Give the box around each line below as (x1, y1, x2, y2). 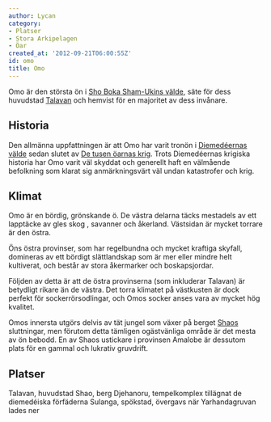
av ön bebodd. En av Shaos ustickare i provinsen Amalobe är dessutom (8, 335, 246, 344)
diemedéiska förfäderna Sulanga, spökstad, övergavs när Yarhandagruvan (8, 397, 256, 407)
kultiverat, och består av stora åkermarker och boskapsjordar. (8, 260, 214, 271)
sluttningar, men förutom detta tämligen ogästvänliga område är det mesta (8, 327, 256, 336)
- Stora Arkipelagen (8, 34, 78, 43)
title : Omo (8, 65, 45, 73)
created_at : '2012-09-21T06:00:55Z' (8, 49, 132, 57)
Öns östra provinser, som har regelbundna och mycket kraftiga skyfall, (8, 243, 243, 253)
